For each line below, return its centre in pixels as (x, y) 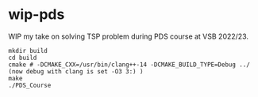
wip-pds (37, 15)
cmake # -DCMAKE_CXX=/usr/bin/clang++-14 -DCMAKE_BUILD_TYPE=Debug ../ (129, 65)
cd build (23, 58)
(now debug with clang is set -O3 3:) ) (76, 71)
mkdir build (28, 50)
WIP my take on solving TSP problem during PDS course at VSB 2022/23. (128, 36)
